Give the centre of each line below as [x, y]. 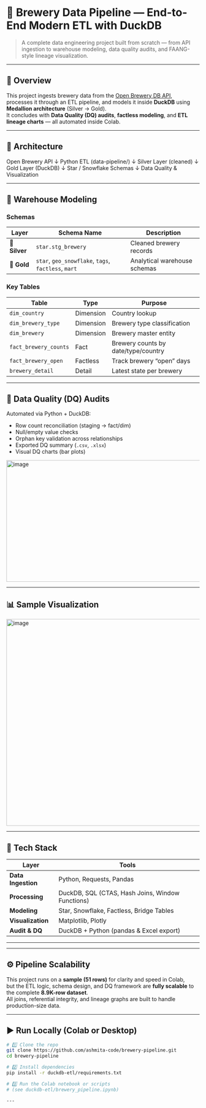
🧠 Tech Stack [32, 847]
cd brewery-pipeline [33, 1056]
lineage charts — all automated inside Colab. [63, 122]
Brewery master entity [144, 333]
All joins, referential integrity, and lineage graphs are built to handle [91, 999]
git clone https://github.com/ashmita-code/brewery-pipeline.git [91, 1050]
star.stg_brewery [61, 247]
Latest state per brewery [147, 371]
